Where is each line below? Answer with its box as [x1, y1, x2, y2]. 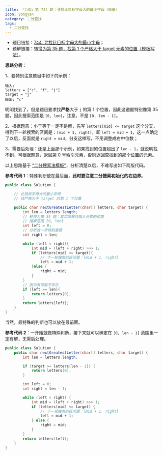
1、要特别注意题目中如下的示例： [5, 73, 72, 79]
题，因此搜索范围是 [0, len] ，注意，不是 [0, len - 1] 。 [5, 113, 121, 118]
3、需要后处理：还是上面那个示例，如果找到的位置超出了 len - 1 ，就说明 [5, 146, 154, 152]
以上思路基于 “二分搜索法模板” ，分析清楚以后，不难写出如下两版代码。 [5, 163, 148, 169]
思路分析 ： [5, 62, 27, 68]
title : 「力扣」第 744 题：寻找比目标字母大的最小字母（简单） [5, 7, 119, 12]
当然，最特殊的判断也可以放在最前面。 [5, 319, 82, 325]
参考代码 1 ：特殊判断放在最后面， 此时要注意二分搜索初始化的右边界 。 [5, 173, 146, 179]
